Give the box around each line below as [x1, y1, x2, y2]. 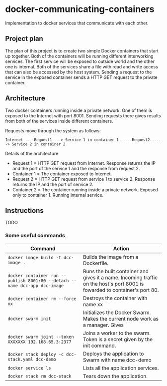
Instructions [5, 206, 44, 215]
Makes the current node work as [83, 315, 159, 322]
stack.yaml [7, 356, 33, 362]
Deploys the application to [83, 350, 144, 357]
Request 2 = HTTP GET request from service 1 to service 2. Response [12, 176, 156, 182]
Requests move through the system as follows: [5, 127, 101, 133]
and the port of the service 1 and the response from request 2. [12, 165, 140, 171]
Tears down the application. [83, 373, 148, 380]
